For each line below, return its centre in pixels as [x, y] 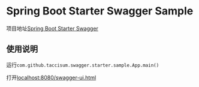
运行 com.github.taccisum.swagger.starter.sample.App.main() [83, 65]
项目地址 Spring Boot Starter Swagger [52, 28]
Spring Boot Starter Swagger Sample [100, 11]
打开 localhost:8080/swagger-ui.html [51, 77]
